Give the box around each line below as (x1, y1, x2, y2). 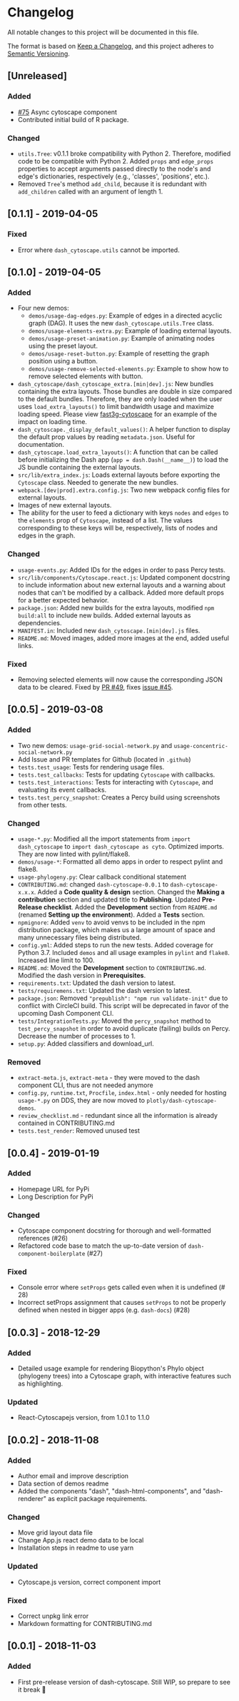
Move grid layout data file (17, 1528, 93, 1537)
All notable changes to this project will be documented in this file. (7, 28, 200, 36)
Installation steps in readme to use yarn (17, 1543, 134, 1553)
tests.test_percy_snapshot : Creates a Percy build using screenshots (17, 793, 220, 802)
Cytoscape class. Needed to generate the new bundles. (17, 478, 179, 487)
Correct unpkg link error (17, 1612, 89, 1620)
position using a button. (28, 357, 98, 365)
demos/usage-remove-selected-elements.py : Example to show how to (28, 365, 229, 373)
